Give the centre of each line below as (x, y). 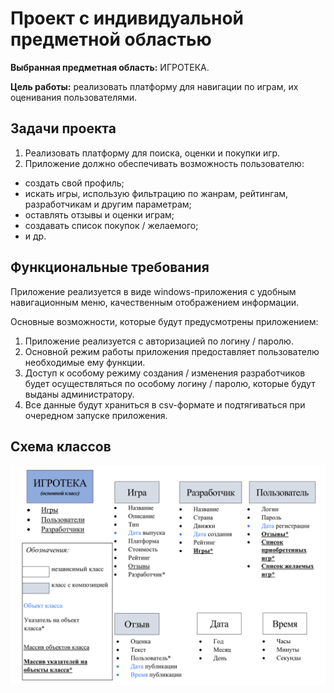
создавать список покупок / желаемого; (111, 225)
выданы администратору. (79, 394)
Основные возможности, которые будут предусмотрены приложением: (164, 321)
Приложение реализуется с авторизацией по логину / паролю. (159, 341)
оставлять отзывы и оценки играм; (99, 214)
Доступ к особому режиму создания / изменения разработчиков (165, 373)
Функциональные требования (110, 267)
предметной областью (111, 39)
